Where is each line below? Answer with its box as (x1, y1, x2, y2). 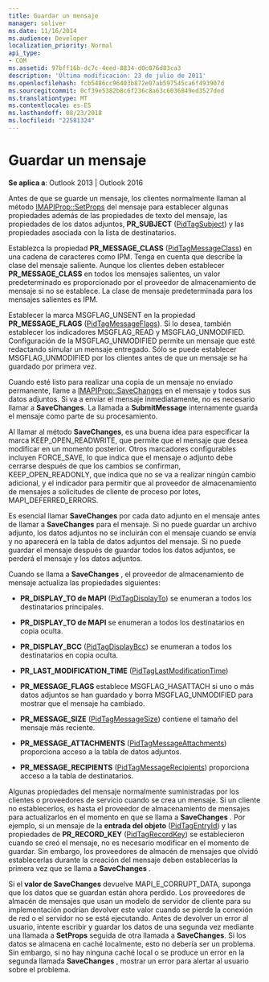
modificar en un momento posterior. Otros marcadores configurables (8, 444, 237, 453)
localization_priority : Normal (8, 42, 113, 50)
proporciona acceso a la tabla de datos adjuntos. (19, 746, 182, 757)
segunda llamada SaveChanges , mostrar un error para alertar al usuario (8, 955, 249, 966)
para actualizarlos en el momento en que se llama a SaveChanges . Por (8, 812, 246, 822)
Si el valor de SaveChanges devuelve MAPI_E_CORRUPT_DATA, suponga (8, 879, 251, 889)
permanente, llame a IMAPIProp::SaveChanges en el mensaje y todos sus (8, 386, 251, 395)
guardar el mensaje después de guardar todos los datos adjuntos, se (8, 545, 235, 555)
